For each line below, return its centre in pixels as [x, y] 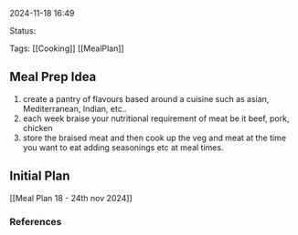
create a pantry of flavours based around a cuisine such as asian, [146, 98]
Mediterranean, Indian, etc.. [75, 108]
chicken [37, 128]
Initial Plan [40, 176]
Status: [23, 31]
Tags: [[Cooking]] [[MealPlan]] [67, 48]
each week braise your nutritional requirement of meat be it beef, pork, [156, 118]
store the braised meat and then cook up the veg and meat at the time [154, 138]
